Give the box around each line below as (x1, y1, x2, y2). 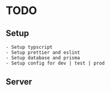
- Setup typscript (6, 44, 53, 50)
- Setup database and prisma (6, 55, 80, 61)
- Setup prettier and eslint (6, 49, 80, 56)
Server (6, 77, 33, 87)
